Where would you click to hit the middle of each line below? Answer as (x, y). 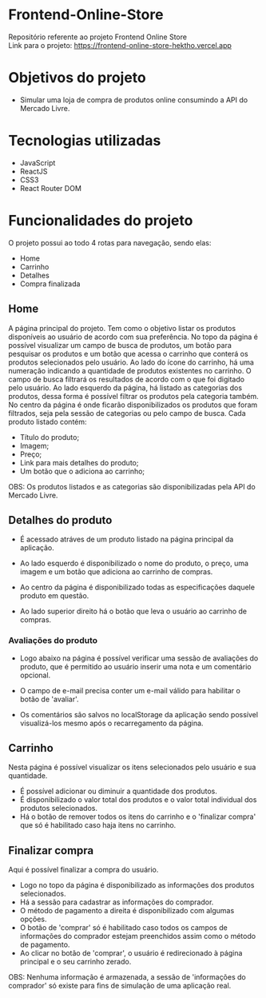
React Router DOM (51, 188)
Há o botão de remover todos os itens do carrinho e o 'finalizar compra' (138, 816)
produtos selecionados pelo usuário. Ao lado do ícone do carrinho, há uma (131, 362)
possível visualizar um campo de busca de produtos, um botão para (120, 345)
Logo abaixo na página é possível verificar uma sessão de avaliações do (139, 658)
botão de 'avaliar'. (49, 699)
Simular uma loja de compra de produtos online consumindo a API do (134, 100)
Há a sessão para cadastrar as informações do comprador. (117, 902)
